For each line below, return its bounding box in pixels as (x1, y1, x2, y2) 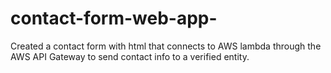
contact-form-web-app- (10, 7, 218, 30)
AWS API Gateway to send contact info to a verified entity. (10, 50, 250, 62)
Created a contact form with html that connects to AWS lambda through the (10, 40, 322, 52)
